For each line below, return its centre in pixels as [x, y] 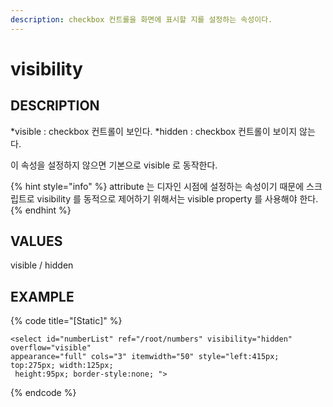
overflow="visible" [51, 348]
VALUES [36, 241]
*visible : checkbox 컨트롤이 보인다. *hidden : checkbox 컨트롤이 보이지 [154, 131]
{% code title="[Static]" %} [66, 321]
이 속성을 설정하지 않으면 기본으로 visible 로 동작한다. [114, 165]
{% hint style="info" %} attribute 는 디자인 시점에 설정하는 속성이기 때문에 [157, 186]
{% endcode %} [43, 393]
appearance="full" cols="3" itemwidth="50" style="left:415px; [145, 357]
